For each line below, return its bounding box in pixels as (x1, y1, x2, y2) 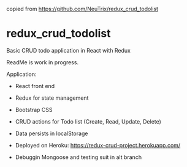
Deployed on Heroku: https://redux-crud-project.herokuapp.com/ (15, 141, 181, 149)
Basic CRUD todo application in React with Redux (6, 46, 131, 54)
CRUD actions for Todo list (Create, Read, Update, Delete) (15, 117, 161, 125)
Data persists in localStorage (15, 130, 88, 137)
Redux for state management (15, 94, 89, 102)
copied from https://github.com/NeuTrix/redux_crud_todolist (6, 6, 158, 12)
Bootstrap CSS (15, 106, 53, 113)
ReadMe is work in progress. (6, 58, 78, 66)
